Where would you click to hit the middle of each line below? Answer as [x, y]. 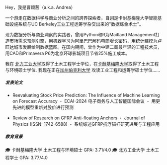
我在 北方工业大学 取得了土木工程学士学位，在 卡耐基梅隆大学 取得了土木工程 [82, 64]
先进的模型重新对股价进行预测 [43, 107]
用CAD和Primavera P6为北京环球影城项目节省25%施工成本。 [68, 53]
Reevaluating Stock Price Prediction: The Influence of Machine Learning [86, 95]
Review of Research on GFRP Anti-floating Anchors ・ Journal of [79, 118]
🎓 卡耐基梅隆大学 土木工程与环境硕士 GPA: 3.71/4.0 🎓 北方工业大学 [75, 150]
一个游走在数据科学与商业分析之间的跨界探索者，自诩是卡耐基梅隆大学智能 [81, 18]
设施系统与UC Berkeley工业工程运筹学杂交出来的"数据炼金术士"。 [77, 24]
